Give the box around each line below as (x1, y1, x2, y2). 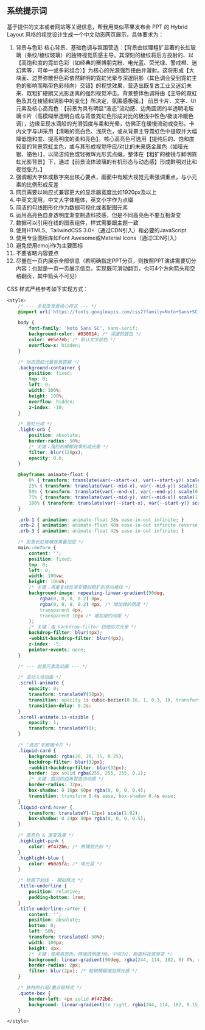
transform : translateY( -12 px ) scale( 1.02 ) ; (29, 810, 141, 816)
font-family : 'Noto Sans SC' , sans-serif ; (29, 325, 138, 332)
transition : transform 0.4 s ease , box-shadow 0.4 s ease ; (29, 793, 176, 799)
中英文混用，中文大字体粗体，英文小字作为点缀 (15, 196, 133, 203)
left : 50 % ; (29, 928, 57, 934)
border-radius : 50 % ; (29, 438, 81, 444)
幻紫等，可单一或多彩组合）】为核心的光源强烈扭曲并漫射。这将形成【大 (15, 66, 195, 74)
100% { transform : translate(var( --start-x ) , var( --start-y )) (29, 500, 190, 506)
